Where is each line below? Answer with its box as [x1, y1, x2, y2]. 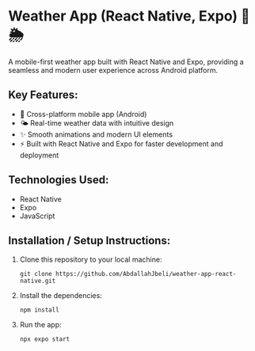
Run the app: [19, 320, 62, 330]
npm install [19, 306, 59, 315]
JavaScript [19, 211, 55, 221]
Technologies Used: [8, 173, 109, 187]
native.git [19, 277, 56, 285]
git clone [19, 270, 53, 278]
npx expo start [19, 335, 70, 343]
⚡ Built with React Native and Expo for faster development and [19, 138, 223, 149]
